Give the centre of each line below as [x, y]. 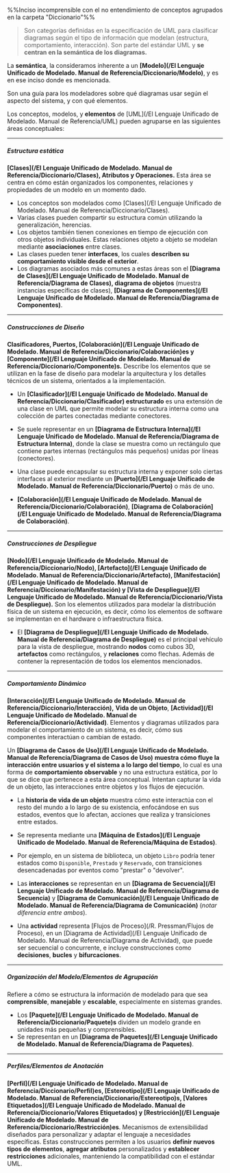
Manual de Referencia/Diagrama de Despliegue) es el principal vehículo [120, 639]
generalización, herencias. [54, 225]
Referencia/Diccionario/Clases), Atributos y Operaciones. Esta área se [109, 175]
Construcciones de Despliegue [52, 543]
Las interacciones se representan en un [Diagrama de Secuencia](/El [116, 883]
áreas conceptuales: [36, 128]
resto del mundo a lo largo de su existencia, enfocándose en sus [108, 807]
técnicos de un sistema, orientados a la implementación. [87, 380]
